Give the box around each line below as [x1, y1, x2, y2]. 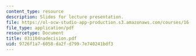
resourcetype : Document [6, 30, 64, 36]
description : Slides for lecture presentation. [6, 14, 124, 20]
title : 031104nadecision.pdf [6, 36, 77, 41]
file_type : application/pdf [6, 24, 75, 31]
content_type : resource [6, 8, 64, 15]
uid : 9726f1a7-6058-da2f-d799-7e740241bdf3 [6, 41, 114, 47]
